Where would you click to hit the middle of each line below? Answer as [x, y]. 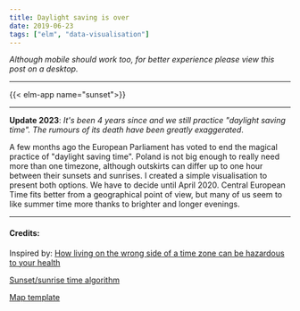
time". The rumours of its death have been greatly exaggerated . [126, 130]
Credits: [25, 232]
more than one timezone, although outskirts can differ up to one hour [136, 166]
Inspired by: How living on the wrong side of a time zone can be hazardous [147, 253]
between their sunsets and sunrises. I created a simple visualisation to [138, 176]
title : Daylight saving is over [69, 17]
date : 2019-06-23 [42, 26]
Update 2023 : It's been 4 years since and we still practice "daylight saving [147, 121]
